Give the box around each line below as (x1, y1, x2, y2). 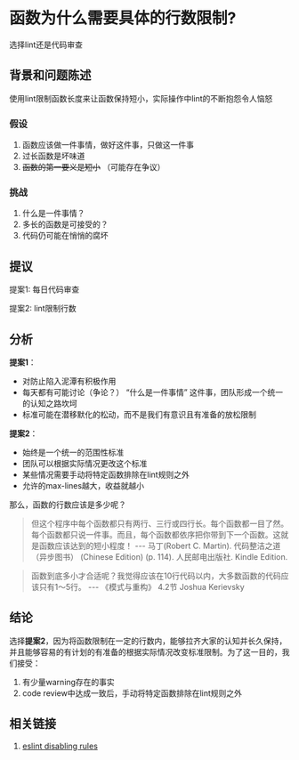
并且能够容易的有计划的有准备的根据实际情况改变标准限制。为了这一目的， (9, 646, 282, 657)
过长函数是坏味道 (21, 150, 85, 161)
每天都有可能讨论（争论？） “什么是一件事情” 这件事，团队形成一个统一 (21, 386, 284, 397)
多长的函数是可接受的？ (21, 219, 109, 230)
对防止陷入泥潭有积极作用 (21, 376, 117, 386)
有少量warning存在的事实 (21, 676, 116, 687)
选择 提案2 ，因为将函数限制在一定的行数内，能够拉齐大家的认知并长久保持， (9, 635, 287, 646)
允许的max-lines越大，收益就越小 (21, 480, 145, 490)
